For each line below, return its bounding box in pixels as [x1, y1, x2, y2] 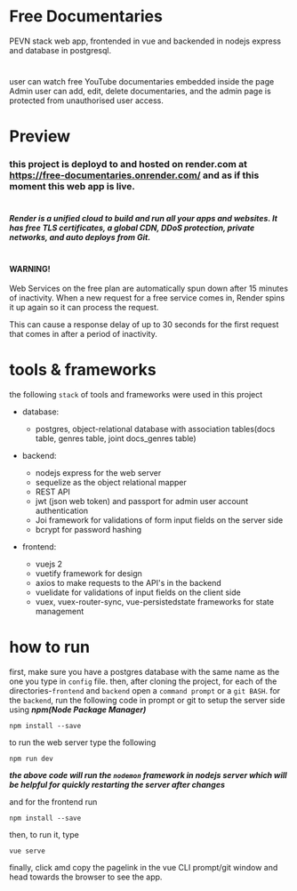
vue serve [9, 847, 46, 855]
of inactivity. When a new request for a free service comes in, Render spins [9, 293, 285, 303]
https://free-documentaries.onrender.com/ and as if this [9, 169, 260, 181]
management [35, 606, 84, 617]
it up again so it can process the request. [9, 302, 159, 313]
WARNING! [9, 263, 51, 274]
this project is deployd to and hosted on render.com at [9, 158, 247, 171]
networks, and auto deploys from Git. [9, 232, 151, 243]
